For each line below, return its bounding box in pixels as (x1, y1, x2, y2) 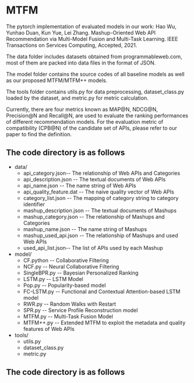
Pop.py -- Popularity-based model (23, 282, 106, 289)
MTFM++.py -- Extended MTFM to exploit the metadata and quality (23, 319, 186, 326)
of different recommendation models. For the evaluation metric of (6, 118, 164, 125)
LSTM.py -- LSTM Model (23, 275, 84, 282)
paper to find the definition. (6, 130, 72, 138)
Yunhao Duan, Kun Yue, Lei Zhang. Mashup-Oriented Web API (6, 29, 156, 36)
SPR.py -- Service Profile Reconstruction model (23, 306, 138, 314)
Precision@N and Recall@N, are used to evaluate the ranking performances (6, 112, 189, 119)
